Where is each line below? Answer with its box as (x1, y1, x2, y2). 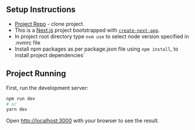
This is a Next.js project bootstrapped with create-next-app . (14, 26, 160, 34)
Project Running (6, 69, 66, 79)
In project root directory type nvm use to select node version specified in (14, 32, 189, 40)
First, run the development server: (6, 84, 89, 91)
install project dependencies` (14, 51, 85, 58)
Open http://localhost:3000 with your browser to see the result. (6, 117, 160, 124)
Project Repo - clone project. (14, 20, 85, 27)
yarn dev (6, 106, 28, 112)
